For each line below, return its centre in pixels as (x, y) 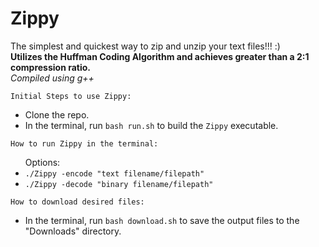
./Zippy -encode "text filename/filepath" (114, 173)
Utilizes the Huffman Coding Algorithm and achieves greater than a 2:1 (160, 56)
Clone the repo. (57, 114)
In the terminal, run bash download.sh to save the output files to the (162, 220)
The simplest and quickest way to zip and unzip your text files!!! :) (145, 46)
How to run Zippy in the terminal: (84, 143)
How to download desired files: (77, 202)
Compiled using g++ (52, 78)
